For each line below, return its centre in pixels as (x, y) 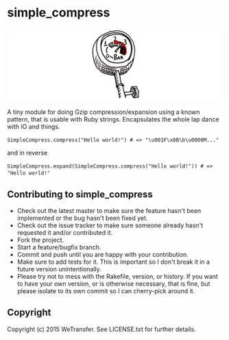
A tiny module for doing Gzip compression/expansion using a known (104, 112)
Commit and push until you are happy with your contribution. (103, 255)
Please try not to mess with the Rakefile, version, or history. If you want (117, 277)
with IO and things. (34, 127)
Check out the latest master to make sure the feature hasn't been (109, 211)
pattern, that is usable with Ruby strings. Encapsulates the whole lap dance (113, 120)
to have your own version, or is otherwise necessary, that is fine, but (113, 284)
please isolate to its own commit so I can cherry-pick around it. (106, 291)
